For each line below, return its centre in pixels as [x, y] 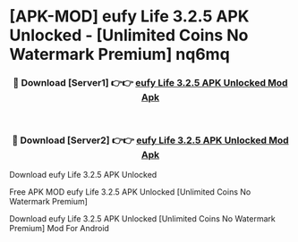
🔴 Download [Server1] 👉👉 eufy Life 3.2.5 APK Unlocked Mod [150, 83]
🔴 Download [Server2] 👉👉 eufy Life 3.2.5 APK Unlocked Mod [150, 140]
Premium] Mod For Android [60, 228]
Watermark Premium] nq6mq [119, 54]
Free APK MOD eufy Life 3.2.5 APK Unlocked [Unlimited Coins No [130, 192]
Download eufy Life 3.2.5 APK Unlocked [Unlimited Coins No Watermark [142, 218]
